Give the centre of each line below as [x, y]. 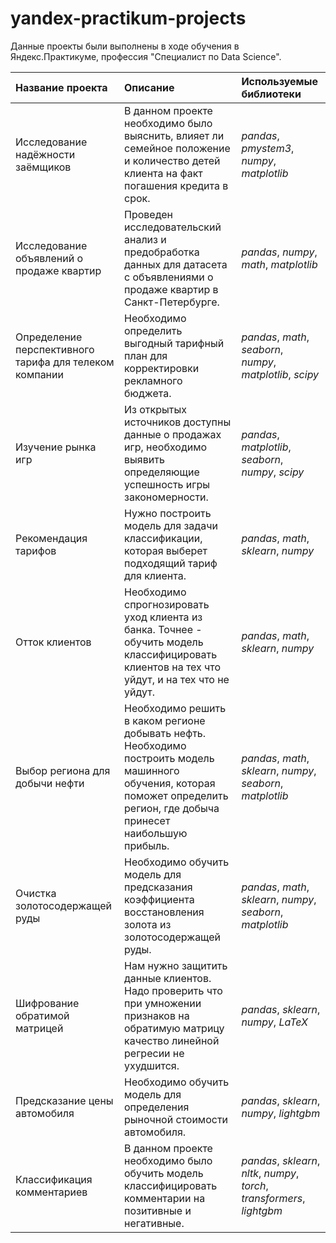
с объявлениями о [169, 277]
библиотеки [271, 94]
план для [146, 355]
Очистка [36, 893]
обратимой [42, 1015]
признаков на [157, 1015]
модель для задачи [171, 525]
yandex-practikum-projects [128, 18]
